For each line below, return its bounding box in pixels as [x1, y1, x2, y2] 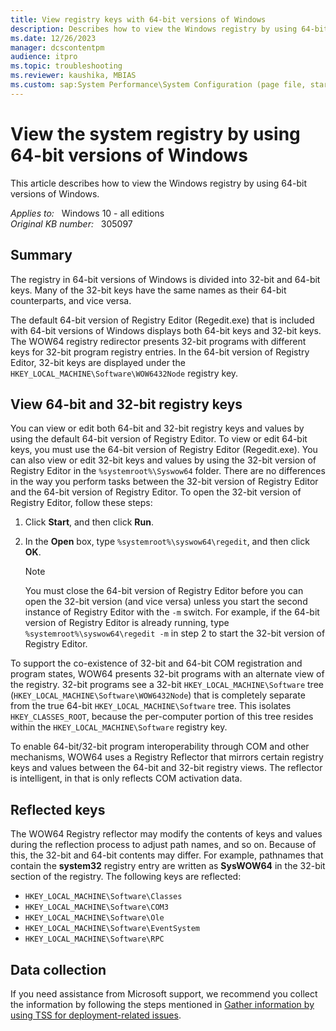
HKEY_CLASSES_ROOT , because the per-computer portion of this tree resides [10, 711, 314, 723]
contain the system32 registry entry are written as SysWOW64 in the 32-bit [10, 860, 326, 872]
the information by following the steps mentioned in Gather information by [10, 998, 315, 1010]
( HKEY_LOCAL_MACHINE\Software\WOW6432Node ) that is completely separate [10, 689, 306, 701]
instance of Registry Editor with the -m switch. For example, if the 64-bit [24, 606, 320, 618]
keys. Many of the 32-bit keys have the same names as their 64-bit [10, 284, 287, 296]
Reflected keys [10, 801, 106, 818]
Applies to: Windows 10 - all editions [10, 207, 165, 219]
